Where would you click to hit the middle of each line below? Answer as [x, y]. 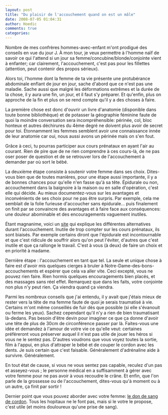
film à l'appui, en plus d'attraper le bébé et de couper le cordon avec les [80, 345]
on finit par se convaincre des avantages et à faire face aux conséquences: [83, 209]
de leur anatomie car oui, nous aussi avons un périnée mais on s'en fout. [80, 136]
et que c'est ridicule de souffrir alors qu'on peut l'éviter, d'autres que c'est [82, 240]
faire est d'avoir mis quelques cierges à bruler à [54, 266]
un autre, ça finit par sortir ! [33, 386]
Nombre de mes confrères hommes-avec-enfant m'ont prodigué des [76, 47]
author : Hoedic [21, 24]
